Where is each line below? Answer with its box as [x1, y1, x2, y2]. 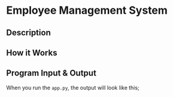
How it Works [6, 47, 57, 57]
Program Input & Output [6, 68, 97, 78]
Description [6, 28, 51, 38]
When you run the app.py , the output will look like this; [6, 84, 139, 91]
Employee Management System [6, 4, 168, 17]
